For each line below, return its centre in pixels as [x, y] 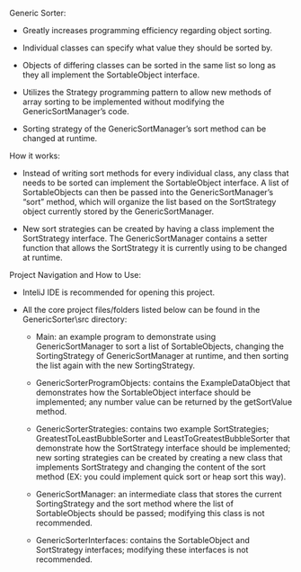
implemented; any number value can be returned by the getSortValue [164, 402]
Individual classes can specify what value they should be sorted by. [147, 48]
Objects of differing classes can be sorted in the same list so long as [149, 65]
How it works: [35, 156]
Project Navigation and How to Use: [75, 275]
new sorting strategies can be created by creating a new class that [159, 457]
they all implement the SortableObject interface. [111, 75]
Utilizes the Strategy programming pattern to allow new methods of [147, 92]
